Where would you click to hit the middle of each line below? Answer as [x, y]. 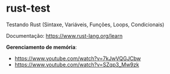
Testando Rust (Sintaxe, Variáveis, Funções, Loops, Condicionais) [85, 24]
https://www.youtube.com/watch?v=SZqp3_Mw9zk [77, 64]
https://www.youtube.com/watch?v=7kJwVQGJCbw [78, 58]
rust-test [28, 8]
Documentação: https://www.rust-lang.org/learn [64, 36]
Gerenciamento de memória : [42, 47]
